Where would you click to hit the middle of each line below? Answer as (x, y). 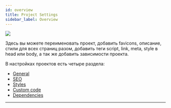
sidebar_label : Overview (32, 19)
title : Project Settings (32, 15)
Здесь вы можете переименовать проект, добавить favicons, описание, (83, 43)
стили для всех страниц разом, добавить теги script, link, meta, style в (81, 49)
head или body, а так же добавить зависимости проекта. (67, 54)
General (21, 74)
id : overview (19, 10)
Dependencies (28, 95)
